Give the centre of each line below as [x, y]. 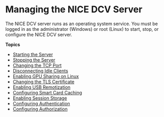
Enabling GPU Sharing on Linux [46, 76]
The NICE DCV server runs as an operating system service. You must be [81, 24]
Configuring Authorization [40, 109]
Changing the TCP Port [37, 65]
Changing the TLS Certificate [44, 82]
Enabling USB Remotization [42, 87]
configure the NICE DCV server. [39, 34]
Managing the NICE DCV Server [74, 9]
